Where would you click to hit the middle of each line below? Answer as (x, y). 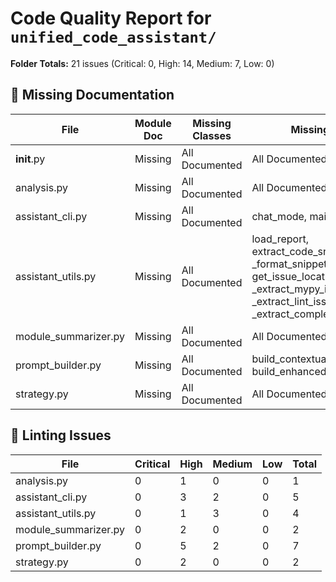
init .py (30, 159)
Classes (212, 135)
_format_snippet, (290, 264)
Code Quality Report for (111, 18)
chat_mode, (279, 216)
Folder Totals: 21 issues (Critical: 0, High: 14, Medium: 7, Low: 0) (142, 63)
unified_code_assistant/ (113, 37)
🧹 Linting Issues (61, 435)
